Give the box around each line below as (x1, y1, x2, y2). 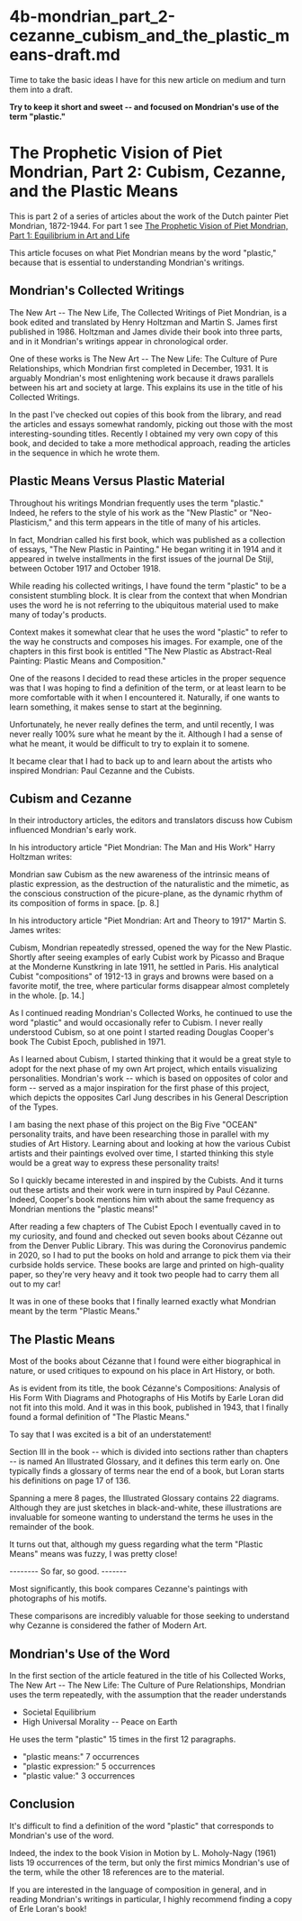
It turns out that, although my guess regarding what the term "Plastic (9, 1539, 263, 1550)
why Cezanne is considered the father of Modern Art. (9, 1620, 208, 1631)
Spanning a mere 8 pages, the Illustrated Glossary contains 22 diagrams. (9, 1493, 280, 1504)
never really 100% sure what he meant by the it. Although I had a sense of (9, 728, 283, 739)
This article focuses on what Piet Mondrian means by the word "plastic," (9, 247, 277, 258)
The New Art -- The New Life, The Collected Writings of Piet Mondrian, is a (9, 306, 288, 317)
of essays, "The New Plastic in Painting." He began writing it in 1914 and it (9, 544, 282, 554)
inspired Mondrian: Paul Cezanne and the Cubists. (9, 764, 195, 776)
